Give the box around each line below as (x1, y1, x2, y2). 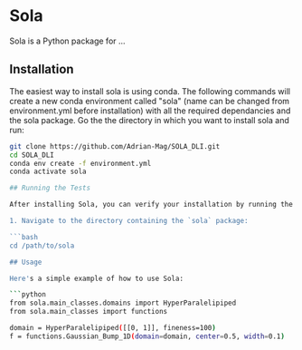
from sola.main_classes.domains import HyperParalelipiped (9, 298, 237, 308)
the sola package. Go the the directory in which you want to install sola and (9, 114, 289, 125)
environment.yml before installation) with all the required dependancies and (9, 105, 291, 116)
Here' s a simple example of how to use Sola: (9, 274, 184, 283)
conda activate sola (9, 167, 88, 177)
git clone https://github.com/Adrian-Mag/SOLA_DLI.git (9, 141, 221, 151)
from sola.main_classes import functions (9, 307, 168, 316)
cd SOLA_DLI (9, 151, 54, 160)
